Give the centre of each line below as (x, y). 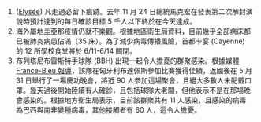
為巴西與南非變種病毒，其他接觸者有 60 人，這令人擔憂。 (108, 110)
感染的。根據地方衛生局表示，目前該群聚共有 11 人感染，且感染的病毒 (134, 100)
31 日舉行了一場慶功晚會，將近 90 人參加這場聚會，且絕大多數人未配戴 (130, 80)
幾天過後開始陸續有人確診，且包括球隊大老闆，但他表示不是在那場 (137, 90)
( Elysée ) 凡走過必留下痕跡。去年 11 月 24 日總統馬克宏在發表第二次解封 (130, 11)
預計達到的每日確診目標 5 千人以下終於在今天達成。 (113, 21)
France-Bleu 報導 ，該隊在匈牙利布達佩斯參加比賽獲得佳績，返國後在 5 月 (134, 70)
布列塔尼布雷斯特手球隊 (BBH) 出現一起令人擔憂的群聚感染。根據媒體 (127, 61)
